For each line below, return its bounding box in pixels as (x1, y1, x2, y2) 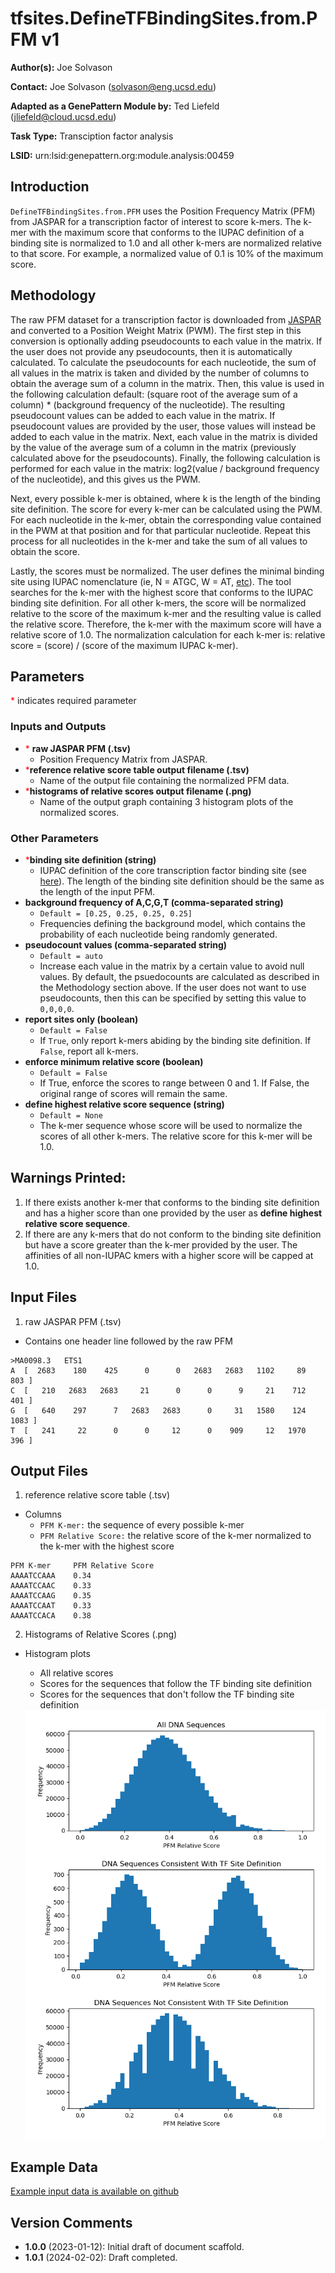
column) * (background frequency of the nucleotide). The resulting (10, 398, 286, 411)
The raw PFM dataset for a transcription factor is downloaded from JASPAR (10, 313, 322, 326)
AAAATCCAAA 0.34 (10, 1571, 92, 1581)
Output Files (10, 1462, 88, 1479)
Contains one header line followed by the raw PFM (24, 1335, 233, 1347)
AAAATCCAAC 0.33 (10, 1581, 92, 1591)
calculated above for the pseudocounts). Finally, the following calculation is (10, 452, 321, 464)
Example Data (10, 2158, 99, 2176)
